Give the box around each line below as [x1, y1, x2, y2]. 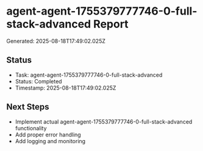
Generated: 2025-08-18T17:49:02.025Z [6, 37, 105, 44]
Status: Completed [15, 77, 62, 85]
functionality [15, 124, 47, 132]
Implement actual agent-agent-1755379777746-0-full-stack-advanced [15, 118, 193, 125]
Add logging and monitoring [15, 137, 86, 144]
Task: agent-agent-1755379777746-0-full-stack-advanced [15, 71, 163, 79]
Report [93, 17, 129, 31]
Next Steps [6, 102, 49, 112]
